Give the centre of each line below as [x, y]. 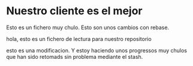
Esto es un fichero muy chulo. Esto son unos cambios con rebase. [88, 27]
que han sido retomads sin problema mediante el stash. [75, 56]
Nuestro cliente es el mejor [74, 11]
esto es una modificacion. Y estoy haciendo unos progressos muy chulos [97, 50]
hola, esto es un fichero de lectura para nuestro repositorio [79, 39]
